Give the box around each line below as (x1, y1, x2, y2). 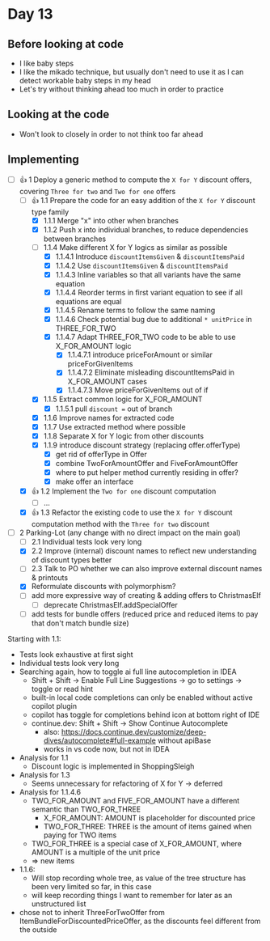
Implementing (7, 153, 79, 167)
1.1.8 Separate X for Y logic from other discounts (43, 430, 204, 441)
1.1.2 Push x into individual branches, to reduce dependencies (43, 224, 249, 235)
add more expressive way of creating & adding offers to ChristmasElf (31, 591, 262, 600)
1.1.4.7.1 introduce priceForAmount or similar (67, 350, 213, 360)
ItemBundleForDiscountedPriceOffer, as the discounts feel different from (19, 916, 261, 926)
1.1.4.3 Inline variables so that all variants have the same (55, 269, 242, 279)
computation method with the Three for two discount (31, 519, 209, 529)
